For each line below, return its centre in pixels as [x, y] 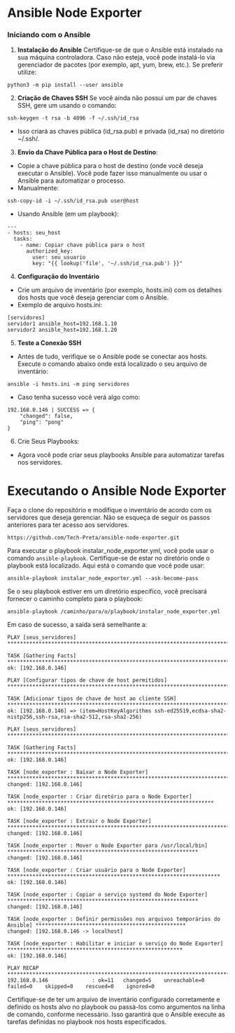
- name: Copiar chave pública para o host [83, 245]
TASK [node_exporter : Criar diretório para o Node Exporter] [100, 797]
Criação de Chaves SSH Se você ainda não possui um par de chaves [117, 98]
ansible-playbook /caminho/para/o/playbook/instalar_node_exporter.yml [114, 612]
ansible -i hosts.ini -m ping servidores [69, 384]
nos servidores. [40, 463]
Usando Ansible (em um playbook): [68, 214]
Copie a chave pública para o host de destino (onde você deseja [110, 166]
